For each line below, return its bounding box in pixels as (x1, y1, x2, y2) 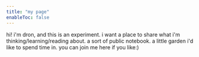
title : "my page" (6, 8, 50, 15)
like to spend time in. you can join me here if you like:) (6, 43, 139, 51)
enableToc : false (6, 14, 50, 20)
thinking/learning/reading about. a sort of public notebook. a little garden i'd (6, 37, 194, 44)
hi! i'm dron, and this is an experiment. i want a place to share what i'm (6, 31, 180, 38)
